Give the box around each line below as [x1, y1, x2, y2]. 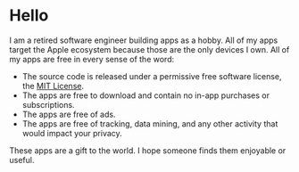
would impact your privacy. [21, 127, 122, 138]
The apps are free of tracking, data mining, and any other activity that [21, 118, 278, 129]
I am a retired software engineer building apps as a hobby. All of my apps [9, 35, 278, 45]
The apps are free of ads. [21, 109, 116, 119]
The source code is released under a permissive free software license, [21, 70, 283, 81]
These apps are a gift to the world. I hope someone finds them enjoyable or [9, 144, 287, 156]
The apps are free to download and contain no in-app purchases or [21, 90, 270, 101]
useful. [9, 154, 35, 165]
